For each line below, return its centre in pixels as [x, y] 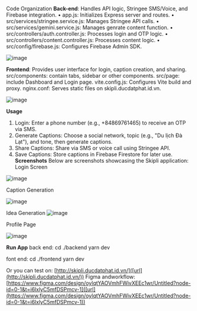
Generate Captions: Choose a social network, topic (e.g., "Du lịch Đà [99, 135]
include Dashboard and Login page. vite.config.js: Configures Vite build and [99, 82]
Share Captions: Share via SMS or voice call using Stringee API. [93, 148]
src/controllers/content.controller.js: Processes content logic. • [83, 40]
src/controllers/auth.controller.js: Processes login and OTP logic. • [87, 34]
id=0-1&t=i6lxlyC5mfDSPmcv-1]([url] [51, 289]
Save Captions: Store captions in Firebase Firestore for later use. [94, 154]
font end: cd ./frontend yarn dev [45, 259]
